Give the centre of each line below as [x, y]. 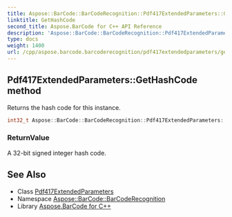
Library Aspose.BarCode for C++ [64, 206]
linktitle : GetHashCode [41, 20]
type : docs [23, 39]
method [24, 91]
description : [26, 33]
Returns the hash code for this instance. [64, 107]
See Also [27, 174]
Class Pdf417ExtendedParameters [65, 191]
